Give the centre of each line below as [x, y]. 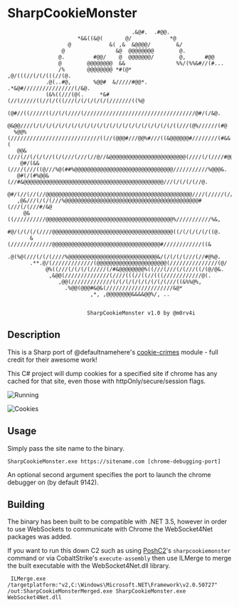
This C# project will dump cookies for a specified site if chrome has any [112, 373]
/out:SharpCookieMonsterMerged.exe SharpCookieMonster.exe [97, 591]
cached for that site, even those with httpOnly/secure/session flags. [107, 381]
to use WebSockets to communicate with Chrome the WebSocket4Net [110, 529]
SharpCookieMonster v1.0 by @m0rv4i [141, 313]
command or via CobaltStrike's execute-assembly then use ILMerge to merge [119, 558]
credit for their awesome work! [52, 359]
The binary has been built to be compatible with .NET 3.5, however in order [117, 521]
